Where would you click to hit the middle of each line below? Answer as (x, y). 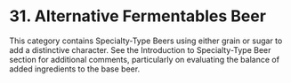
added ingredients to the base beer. (75, 69)
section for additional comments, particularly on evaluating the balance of (145, 59)
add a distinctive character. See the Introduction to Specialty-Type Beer (140, 49)
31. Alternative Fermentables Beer (138, 16)
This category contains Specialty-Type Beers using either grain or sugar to (146, 41)
